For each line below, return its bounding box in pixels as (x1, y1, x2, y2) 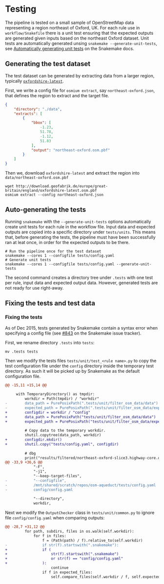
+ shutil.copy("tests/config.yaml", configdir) (5, 442, 119, 447)
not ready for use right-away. (5, 285, 64, 291)
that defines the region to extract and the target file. (5, 92, 109, 98)
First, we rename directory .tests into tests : (5, 339, 95, 345)
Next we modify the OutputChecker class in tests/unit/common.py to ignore (5, 510, 155, 516)
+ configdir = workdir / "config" (5, 410, 91, 415)
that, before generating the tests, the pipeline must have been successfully (5, 234, 156, 240)
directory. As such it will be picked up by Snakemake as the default (5, 368, 140, 374)
